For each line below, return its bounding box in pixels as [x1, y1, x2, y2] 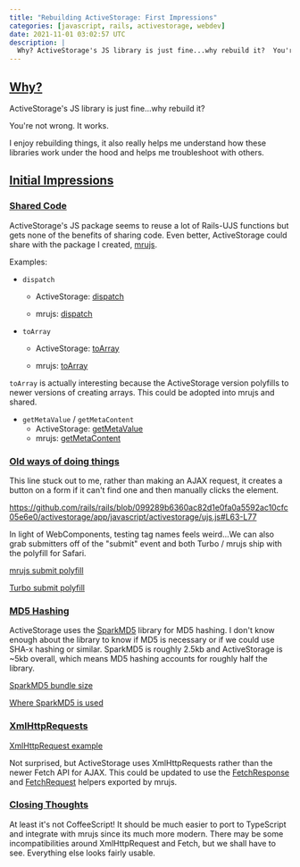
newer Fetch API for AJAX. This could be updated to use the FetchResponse [9, 767, 290, 778]
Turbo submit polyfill [9, 582, 85, 593]
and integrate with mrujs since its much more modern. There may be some [9, 828, 284, 839]
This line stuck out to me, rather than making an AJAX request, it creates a [9, 475, 283, 486]
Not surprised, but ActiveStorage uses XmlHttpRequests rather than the [9, 757, 273, 768]
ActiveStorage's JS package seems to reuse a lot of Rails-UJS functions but [9, 220, 289, 230]
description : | [9, 38, 66, 47]
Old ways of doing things [9, 454, 121, 467]
